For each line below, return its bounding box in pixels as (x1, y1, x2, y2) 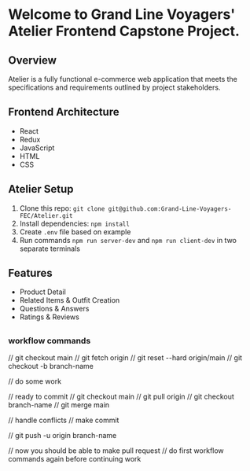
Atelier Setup (8, 182, 74, 196)
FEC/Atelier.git (19, 212, 73, 219)
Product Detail (19, 287, 67, 296)
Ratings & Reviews (19, 312, 80, 322)
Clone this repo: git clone (19, 203, 105, 213)
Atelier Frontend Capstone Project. (8, 22, 240, 40)
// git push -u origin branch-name (8, 431, 117, 440)
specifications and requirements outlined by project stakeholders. (8, 83, 221, 92)
